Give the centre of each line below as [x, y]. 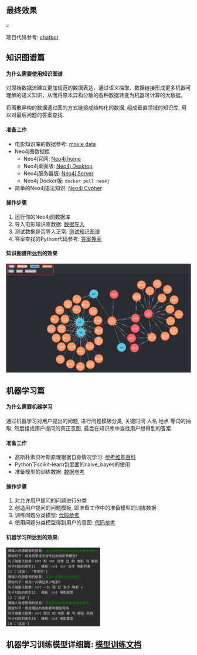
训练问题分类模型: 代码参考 [47, 515]
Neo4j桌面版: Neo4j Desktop [58, 166]
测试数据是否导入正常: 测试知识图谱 [57, 231]
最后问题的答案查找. [40, 115]
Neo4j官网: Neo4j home [52, 158]
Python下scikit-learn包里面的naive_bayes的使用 [72, 464]
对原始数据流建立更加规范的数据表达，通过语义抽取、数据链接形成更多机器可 [98, 88]
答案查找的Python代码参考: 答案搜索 [58, 239]
